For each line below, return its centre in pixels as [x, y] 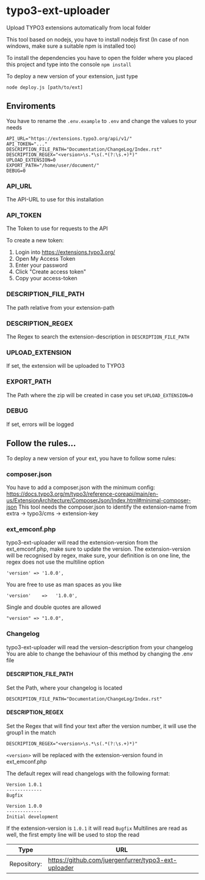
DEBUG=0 [16, 171]
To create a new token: [35, 241]
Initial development [33, 817]
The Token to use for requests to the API [57, 229]
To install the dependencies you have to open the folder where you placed [100, 58]
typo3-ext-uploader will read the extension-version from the [82, 543]
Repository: [26, 863]
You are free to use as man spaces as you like [64, 584]
